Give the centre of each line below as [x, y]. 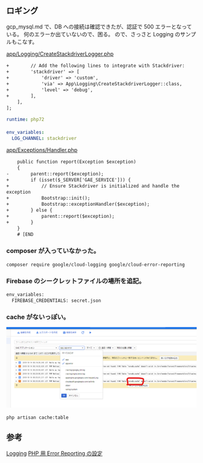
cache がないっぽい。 [38, 317]
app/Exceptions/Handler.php [42, 150]
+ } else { [29, 211]
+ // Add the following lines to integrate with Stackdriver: [96, 65]
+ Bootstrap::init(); [48, 199]
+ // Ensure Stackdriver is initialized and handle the [93, 186]
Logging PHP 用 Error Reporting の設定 [54, 453]
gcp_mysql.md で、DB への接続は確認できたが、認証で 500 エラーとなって [99, 27]
